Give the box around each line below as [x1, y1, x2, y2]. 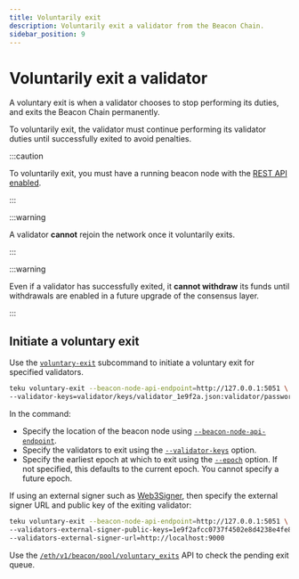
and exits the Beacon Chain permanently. [9, 107, 160, 118]
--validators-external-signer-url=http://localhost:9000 [9, 534, 225, 542]
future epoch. [21, 473, 73, 484]
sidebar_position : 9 [9, 29, 86, 38]
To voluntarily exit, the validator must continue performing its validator [9, 124, 267, 135]
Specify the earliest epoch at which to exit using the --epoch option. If [21, 453, 278, 464]
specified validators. [9, 367, 85, 378]
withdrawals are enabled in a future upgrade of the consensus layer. [9, 290, 260, 301]
